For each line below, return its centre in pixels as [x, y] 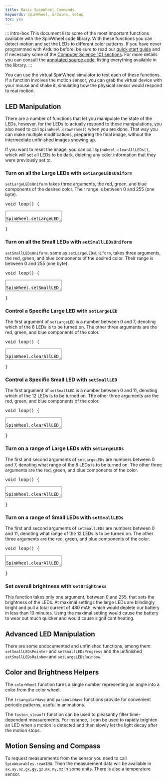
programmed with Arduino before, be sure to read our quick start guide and [83, 49]
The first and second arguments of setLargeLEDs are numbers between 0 [80, 459]
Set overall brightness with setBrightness [56, 586]
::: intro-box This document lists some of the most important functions [77, 33]
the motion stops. [23, 730]
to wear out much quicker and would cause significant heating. [70, 618]
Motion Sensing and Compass [53, 746]
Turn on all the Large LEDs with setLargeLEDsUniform [69, 173]
